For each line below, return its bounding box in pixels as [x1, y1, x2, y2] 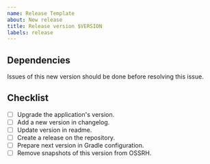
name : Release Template [7, 10, 75, 17]
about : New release [7, 16, 63, 23]
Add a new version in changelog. [16, 118, 110, 126]
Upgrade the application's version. [16, 110, 115, 118]
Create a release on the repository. [16, 134, 115, 142]
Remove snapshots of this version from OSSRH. [16, 149, 152, 157]
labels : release [7, 29, 53, 36]
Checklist [7, 92, 49, 104]
